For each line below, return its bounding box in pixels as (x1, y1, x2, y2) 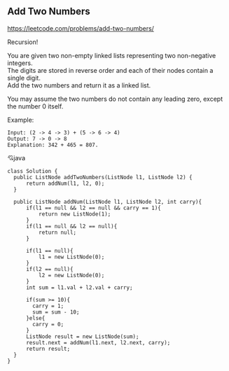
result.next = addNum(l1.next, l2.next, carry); (25, 339, 171, 346)
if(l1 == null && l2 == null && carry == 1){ (25, 204, 161, 211)
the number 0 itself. (7, 101, 64, 111)
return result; (25, 345, 71, 352)
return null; (38, 229, 77, 236)
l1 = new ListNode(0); (38, 253, 105, 260)
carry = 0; (32, 321, 64, 328)
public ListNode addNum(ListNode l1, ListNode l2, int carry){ (13, 198, 202, 205)
